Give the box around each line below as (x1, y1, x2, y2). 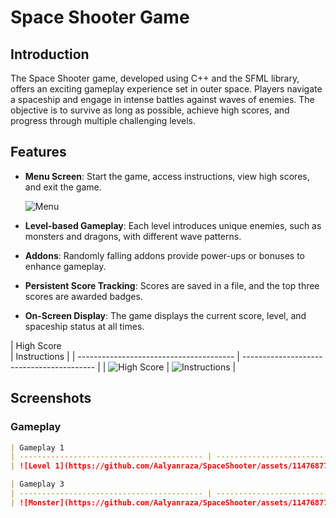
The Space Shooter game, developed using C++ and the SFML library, (10, 72, 300, 84)
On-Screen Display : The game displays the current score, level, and (24, 309, 307, 321)
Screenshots (10, 390, 92, 407)
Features (10, 144, 67, 161)
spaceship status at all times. (24, 320, 145, 332)
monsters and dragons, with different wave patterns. (24, 230, 242, 242)
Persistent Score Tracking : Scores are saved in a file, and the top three (24, 279, 320, 291)
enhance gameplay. (24, 260, 107, 272)
